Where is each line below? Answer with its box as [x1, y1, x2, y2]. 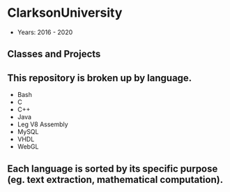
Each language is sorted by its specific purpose [7, 163, 218, 175]
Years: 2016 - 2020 [17, 28, 73, 36]
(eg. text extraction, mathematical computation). [7, 173, 224, 186]
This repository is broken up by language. [7, 72, 192, 84]
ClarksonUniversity [7, 5, 123, 21]
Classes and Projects [7, 48, 101, 60]
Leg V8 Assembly [17, 120, 68, 128]
